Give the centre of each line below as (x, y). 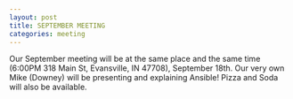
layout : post (33, 17)
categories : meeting (48, 34)
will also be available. (48, 87)
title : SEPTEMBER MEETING (57, 26)
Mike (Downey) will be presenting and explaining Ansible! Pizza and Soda (144, 78)
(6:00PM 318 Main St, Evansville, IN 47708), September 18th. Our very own (147, 68)
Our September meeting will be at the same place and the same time (135, 59)
